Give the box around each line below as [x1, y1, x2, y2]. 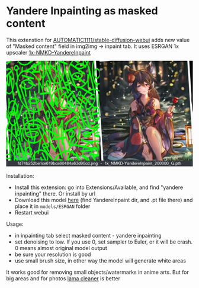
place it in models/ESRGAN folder [14, 203, 91, 210]
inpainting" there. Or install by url [14, 190, 96, 197]
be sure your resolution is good [14, 251, 91, 258]
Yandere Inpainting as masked [6, 4, 158, 18]
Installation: [6, 172, 34, 179]
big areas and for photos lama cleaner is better [6, 274, 120, 282]
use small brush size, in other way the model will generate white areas [14, 257, 187, 264]
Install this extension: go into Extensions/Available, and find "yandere [14, 184, 184, 191]
